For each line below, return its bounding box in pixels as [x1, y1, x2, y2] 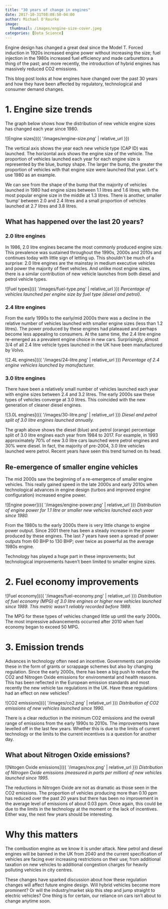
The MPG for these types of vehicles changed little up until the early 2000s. [5, 613, 161, 619]
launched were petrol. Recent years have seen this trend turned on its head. [5, 448, 161, 455]
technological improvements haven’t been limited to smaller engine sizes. [5, 558, 156, 565]
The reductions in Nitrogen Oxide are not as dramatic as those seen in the [5, 784, 157, 790]
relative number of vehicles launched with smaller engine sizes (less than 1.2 [5, 320, 163, 326]
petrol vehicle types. [5, 276, 47, 282]
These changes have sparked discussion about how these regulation [5, 876, 147, 882]
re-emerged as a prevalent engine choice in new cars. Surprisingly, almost [5, 336, 159, 342]
